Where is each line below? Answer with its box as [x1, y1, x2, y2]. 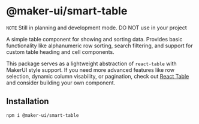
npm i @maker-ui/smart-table [6, 112, 79, 118]
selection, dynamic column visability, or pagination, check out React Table [6, 72, 189, 80]
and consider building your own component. [6, 79, 116, 86]
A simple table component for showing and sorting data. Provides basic [6, 35, 183, 43]
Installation [6, 96, 49, 107]
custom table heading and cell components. [6, 48, 115, 55]
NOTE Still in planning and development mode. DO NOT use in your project [6, 24, 187, 31]
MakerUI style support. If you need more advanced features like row [6, 66, 175, 73]
